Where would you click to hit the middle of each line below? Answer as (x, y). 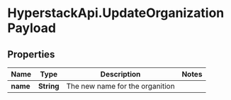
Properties (31, 54)
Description (120, 74)
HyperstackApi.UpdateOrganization (116, 13)
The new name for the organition (120, 86)
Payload (32, 28)
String (49, 86)
